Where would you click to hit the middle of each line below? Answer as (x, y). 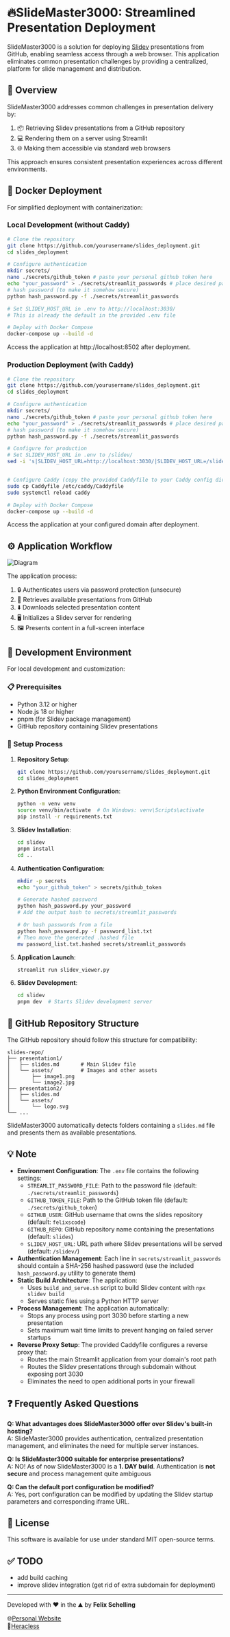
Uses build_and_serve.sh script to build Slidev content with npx (116, 1287)
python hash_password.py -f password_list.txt (85, 931)
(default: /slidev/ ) (53, 1251)
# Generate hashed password (57, 900)
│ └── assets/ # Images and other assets (82, 1070)
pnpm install (36, 849)
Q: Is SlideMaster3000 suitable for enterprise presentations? (96, 1459)
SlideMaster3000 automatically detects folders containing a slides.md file (111, 1125)
